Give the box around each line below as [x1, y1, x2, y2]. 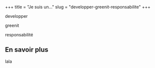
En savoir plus [5, 45, 48, 54]
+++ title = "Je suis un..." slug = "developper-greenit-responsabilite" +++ [5, 4, 151, 10]
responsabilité [5, 32, 33, 37]
